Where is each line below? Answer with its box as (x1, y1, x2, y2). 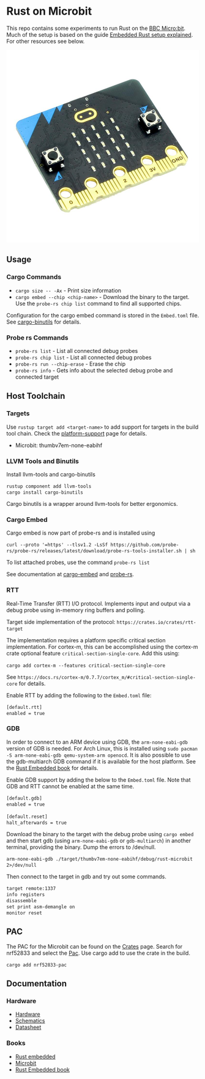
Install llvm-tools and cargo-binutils (6, 470, 96, 478)
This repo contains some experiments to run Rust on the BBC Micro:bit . (6, 24, 185, 32)
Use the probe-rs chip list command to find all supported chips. (15, 300, 182, 307)
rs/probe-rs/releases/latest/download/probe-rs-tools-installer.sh (6, 548, 182, 554)
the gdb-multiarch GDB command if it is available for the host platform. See (6, 757, 196, 765)
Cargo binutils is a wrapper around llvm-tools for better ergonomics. (6, 500, 179, 507)
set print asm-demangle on (6, 903, 75, 910)
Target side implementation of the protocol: (6, 618, 116, 625)
